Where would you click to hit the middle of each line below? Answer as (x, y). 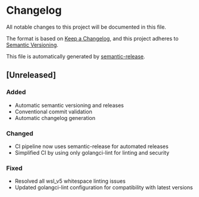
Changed (20, 133)
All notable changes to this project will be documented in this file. (86, 27)
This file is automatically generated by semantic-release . (76, 56)
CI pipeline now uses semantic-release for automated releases (91, 146)
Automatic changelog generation (55, 118)
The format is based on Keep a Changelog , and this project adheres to (92, 38)
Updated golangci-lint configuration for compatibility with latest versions (104, 187)
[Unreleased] (31, 75)
